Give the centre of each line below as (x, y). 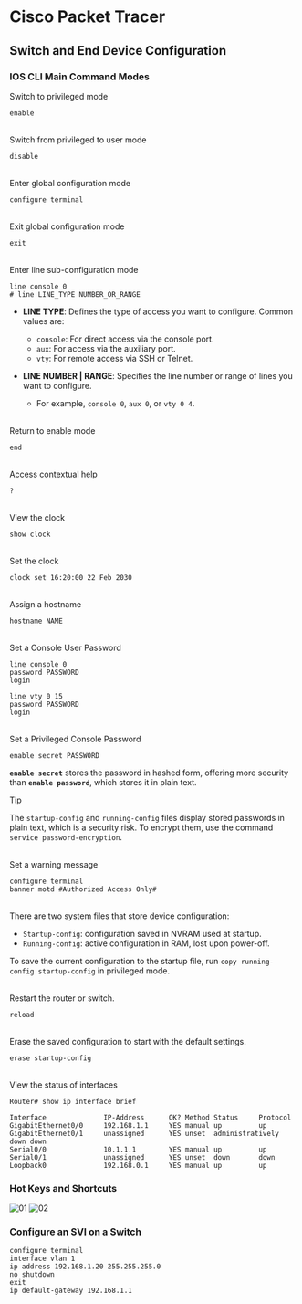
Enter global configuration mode (70, 183)
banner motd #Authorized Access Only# (83, 889)
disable (24, 156)
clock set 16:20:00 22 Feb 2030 (71, 577)
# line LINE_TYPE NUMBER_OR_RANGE (75, 294)
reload (22, 1015)
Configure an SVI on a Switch (75, 1232)
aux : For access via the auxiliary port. (106, 348)
